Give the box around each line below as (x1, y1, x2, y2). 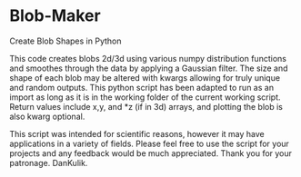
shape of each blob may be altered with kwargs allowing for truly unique (9, 72, 280, 83)
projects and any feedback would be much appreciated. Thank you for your (9, 147, 293, 159)
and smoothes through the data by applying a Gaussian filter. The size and (9, 63, 288, 74)
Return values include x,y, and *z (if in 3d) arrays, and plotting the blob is (9, 101, 284, 112)
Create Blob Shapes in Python (9, 35, 122, 46)
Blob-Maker (9, 5, 102, 26)
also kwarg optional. (9, 111, 85, 122)
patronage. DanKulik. (9, 157, 88, 168)
